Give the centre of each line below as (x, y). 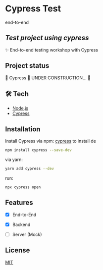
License (18, 250)
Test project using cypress (47, 38)
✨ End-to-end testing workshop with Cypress (51, 50)
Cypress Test (33, 9)
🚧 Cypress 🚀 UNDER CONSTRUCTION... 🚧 (48, 78)
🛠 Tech (17, 94)
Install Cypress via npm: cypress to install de (51, 141)
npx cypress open (23, 187)
